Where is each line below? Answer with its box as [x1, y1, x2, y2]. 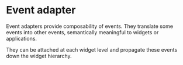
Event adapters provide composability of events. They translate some [6, 23, 174, 30]
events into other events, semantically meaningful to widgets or [6, 28, 159, 35]
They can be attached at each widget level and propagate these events [6, 46, 178, 53]
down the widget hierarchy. [6, 52, 72, 59]
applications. [6, 35, 37, 42]
